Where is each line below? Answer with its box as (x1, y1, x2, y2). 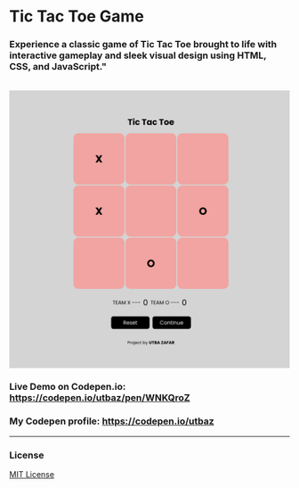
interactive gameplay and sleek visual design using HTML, (9, 49, 267, 62)
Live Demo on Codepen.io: (9, 380, 126, 393)
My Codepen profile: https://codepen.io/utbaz (9, 415, 215, 427)
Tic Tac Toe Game (9, 6, 144, 27)
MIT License (9, 469, 55, 480)
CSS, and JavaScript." (9, 61, 107, 73)
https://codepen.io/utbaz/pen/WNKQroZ (9, 391, 190, 403)
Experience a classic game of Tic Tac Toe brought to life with (9, 38, 278, 51)
